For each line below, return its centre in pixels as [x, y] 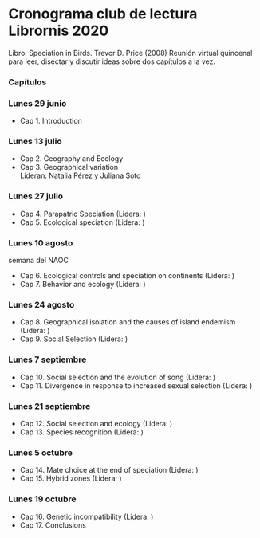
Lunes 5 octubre [41, 453]
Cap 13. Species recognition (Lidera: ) [81, 432]
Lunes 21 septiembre [49, 406]
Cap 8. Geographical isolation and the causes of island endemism [128, 322]
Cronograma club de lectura [103, 14]
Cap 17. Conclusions [53, 525]
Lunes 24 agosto [41, 304]
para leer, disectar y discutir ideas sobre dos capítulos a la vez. [112, 61]
